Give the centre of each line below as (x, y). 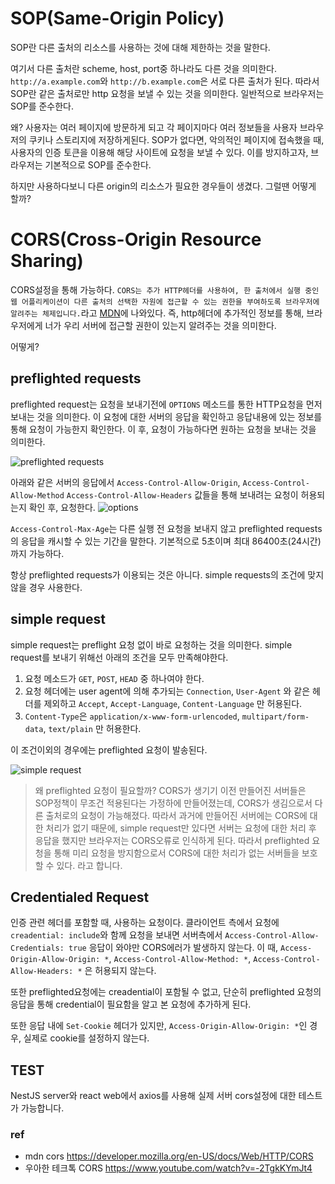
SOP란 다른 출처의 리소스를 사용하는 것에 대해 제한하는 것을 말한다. (140, 47)
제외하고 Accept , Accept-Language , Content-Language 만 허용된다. (173, 703)
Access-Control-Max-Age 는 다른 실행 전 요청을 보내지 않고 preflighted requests (166, 528)
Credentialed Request (80, 897)
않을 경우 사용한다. (46, 587)
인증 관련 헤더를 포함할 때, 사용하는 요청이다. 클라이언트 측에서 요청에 (145, 923)
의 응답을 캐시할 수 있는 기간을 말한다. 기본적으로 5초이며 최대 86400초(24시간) (166, 541)
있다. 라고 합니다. (89, 865)
